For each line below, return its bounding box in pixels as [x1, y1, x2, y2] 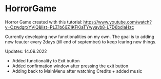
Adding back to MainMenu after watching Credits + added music [12, 68, 142, 74]
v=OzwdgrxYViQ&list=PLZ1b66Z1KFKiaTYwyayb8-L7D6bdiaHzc [5, 24, 134, 30]
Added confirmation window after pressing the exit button [12, 63, 128, 69]
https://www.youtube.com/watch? [83, 19, 152, 25]
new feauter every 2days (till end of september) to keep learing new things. [5, 39, 157, 44]
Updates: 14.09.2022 [5, 48, 47, 54]
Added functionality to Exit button [12, 58, 80, 63]
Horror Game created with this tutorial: [5, 19, 82, 25]
